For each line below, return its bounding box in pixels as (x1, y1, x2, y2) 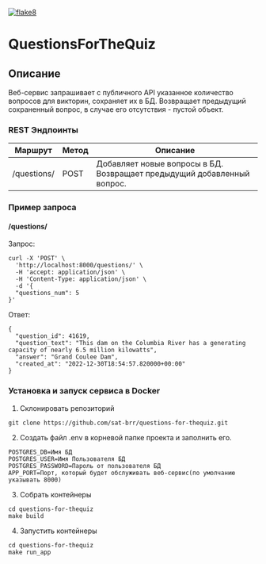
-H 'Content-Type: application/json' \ (15, 275, 147, 283)
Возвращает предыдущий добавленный (96, 168, 250, 179)
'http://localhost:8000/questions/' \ (15, 262, 144, 270)
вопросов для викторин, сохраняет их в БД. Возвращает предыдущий (8, 96, 247, 106)
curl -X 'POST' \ (8, 255, 66, 263)
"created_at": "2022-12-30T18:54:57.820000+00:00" (15, 360, 186, 368)
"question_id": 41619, (15, 332, 90, 340)
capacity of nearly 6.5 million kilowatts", (8, 346, 158, 355)
